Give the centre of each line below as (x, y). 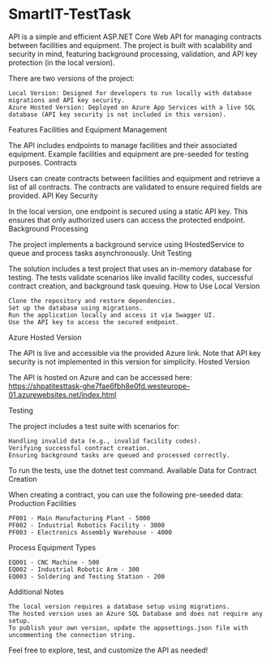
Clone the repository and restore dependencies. (92, 301)
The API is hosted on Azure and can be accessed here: (100, 377)
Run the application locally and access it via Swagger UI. (112, 315)
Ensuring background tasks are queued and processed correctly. (119, 455)
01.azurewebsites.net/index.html (62, 394)
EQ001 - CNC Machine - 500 (54, 562)
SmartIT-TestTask (70, 14)
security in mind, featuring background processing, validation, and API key (133, 54)
